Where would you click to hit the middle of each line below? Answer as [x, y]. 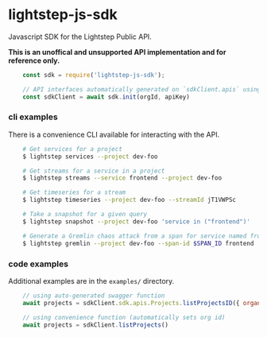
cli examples [33, 117]
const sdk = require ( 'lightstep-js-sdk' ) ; [94, 75]
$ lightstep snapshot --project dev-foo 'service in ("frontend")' [136, 221]
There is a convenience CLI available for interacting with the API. [114, 134]
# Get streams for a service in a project [94, 171]
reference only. [34, 60]
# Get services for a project [73, 149]
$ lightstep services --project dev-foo [90, 157]
